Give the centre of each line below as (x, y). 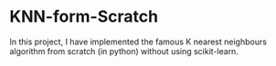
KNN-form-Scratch (84, 17)
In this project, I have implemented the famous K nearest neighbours (138, 42)
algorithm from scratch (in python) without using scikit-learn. (124, 51)
